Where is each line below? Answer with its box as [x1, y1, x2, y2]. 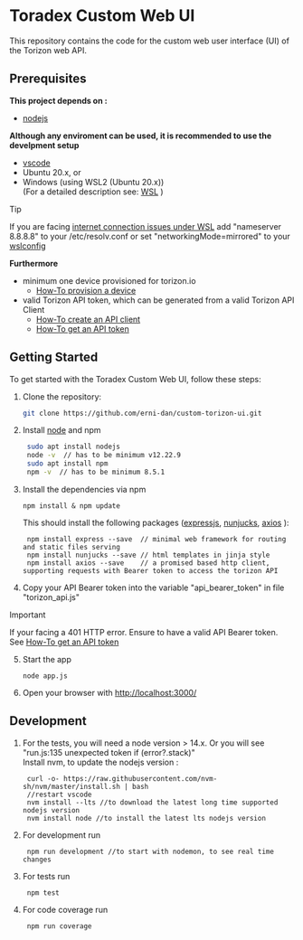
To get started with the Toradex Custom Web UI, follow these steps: [9, 373, 261, 384]
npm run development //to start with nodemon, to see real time [26, 847, 274, 856]
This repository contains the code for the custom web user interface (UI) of [9, 35, 289, 46]
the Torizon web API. [9, 44, 88, 55]
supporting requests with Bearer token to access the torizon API [22, 566, 279, 575]
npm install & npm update [22, 501, 120, 511]
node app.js [22, 671, 68, 681]
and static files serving [22, 542, 120, 551]
